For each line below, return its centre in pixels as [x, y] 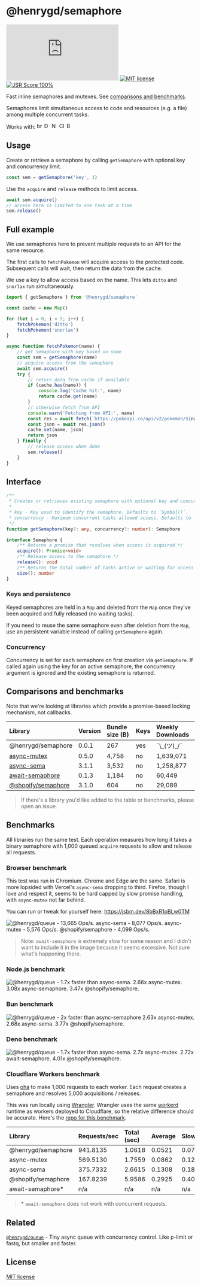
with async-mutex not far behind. [46, 900]
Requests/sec [98, 1136]
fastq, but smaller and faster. [42, 1243]
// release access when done [64, 447]
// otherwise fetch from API [64, 407]
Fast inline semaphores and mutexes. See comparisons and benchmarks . [96, 96]
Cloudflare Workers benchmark [53, 1074]
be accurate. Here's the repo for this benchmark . [66, 1118]
